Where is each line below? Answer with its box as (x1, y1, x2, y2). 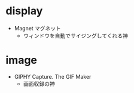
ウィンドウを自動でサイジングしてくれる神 (23, 32, 128, 39)
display (5, 4, 43, 18)
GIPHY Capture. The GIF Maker (14, 73, 92, 80)
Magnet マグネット (14, 24, 61, 32)
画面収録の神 (23, 80, 55, 87)
